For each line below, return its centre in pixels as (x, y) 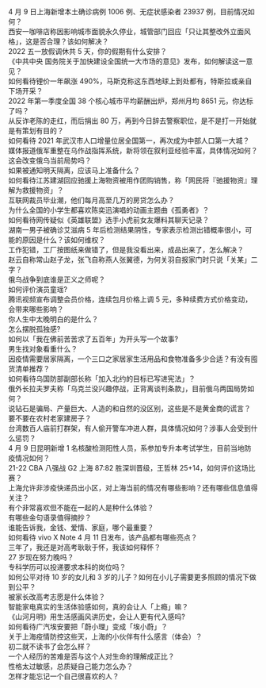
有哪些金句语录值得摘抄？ (50, 517)
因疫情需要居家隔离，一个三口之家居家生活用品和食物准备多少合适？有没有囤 (133, 359)
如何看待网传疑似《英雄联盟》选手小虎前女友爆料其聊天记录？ (109, 220)
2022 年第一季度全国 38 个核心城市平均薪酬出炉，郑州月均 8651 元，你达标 (131, 101)
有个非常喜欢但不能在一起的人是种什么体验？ (81, 507)
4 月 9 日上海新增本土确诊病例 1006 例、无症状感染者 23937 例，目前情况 (128, 12)
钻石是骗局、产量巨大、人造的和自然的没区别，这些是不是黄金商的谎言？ (133, 408)
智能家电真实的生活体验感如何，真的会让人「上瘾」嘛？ (98, 607)
